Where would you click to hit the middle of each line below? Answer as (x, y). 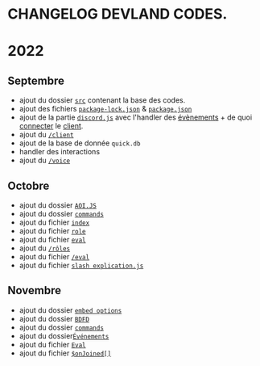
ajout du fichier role (52, 231)
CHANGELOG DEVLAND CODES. (118, 14)
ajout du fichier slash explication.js (81, 265)
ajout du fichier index (54, 222)
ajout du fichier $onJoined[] (65, 353)
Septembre (36, 80)
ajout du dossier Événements (64, 335)
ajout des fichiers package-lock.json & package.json (105, 109)
